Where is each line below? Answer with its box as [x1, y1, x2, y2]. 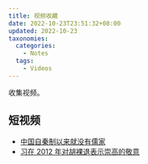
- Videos [23, 65, 53, 73]
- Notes [23, 49, 49, 57]
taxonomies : [8, 34, 49, 43]
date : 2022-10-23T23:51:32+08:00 [8, 19, 121, 27]
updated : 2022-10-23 [8, 27, 78, 35]
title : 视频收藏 [8, 11, 58, 20]
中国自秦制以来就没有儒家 [19, 137, 106, 146]
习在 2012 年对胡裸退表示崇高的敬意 [19, 146, 140, 156]
